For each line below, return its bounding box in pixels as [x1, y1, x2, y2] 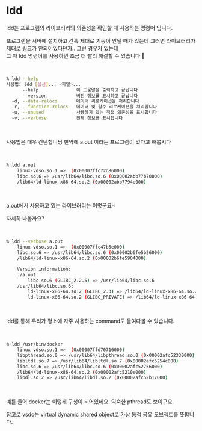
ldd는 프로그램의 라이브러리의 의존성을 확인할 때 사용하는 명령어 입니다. [6, 24, 173, 31]
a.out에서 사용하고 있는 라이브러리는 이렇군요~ [6, 202, 115, 209]
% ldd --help [6, 76, 39, 82]
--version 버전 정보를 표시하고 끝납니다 [22, 93, 138, 99]
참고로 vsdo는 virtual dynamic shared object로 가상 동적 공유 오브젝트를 [6, 411, 179, 418]
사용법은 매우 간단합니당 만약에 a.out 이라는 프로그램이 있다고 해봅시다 [6, 138, 171, 145]
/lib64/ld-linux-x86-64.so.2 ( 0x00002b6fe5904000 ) [17, 255, 147, 262]
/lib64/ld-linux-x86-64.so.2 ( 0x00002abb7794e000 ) [17, 179, 147, 185]
